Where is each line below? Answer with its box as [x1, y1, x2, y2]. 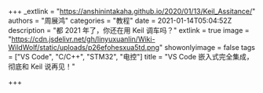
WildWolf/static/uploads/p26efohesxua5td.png [8, 43, 159, 52]
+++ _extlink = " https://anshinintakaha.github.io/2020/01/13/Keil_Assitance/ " [8, 7, 256, 16]
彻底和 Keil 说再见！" [8, 62, 76, 71]
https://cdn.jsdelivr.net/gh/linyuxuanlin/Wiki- [11, 34, 155, 44]
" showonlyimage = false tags [159, 43, 255, 52]
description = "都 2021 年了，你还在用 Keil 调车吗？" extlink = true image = [8, 26, 250, 34]
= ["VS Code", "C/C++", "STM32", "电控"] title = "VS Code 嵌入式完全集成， [8, 52, 254, 61]
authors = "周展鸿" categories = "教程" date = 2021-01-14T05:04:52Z [8, 16, 232, 25]
